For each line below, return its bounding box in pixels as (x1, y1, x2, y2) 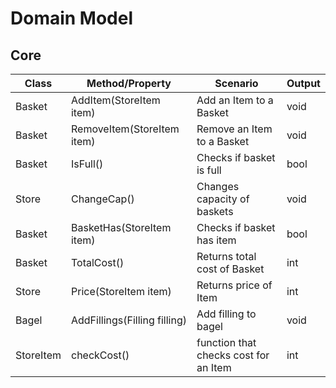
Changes (196, 180, 240, 193)
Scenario (214, 77, 259, 90)
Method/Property (86, 77, 172, 90)
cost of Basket (196, 262, 265, 276)
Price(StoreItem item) (70, 285, 172, 298)
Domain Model (10, 7, 134, 30)
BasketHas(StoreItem (70, 221, 172, 234)
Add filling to (196, 307, 257, 321)
